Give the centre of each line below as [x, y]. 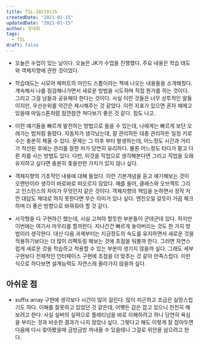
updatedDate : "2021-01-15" [40, 23]
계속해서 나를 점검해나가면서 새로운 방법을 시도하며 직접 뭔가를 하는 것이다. [102, 90]
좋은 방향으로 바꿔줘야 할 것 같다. [71, 206]
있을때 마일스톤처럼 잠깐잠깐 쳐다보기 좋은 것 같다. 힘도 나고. [85, 113]
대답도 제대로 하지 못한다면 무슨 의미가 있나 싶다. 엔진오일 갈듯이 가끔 [102, 198]
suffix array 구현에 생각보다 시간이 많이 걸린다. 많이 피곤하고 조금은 [93, 299]
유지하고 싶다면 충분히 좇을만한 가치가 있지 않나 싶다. [76, 163]
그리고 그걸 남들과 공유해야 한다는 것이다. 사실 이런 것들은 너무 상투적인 [98, 98]
